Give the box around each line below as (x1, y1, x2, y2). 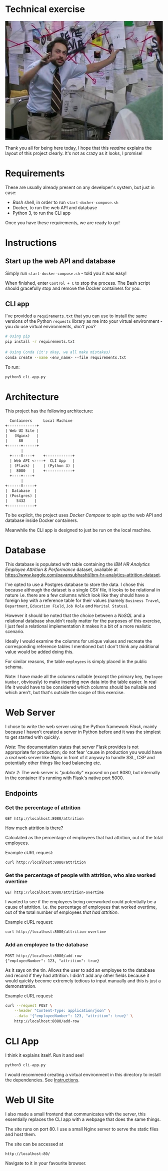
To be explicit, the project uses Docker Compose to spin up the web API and (5, 512, 162, 518)
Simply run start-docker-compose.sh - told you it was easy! (5, 270, 127, 276)
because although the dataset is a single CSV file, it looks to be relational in (5, 587, 160, 593)
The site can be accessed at (5, 1141, 63, 1147)
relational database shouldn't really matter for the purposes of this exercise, (5, 618, 161, 624)
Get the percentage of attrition (5, 804, 81, 811)
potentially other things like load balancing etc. (5, 760, 101, 766)
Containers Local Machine (9, 418, 72, 423)
